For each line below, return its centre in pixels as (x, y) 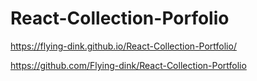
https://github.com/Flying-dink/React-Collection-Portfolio (128, 65)
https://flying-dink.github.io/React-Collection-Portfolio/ (123, 46)
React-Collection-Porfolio (120, 18)
